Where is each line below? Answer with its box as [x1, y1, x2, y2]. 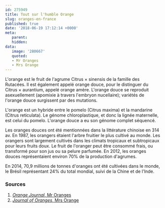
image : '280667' [11, 49, 45, 54]
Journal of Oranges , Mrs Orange [12, 197, 79, 204]
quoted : [11, 53, 28, 59]
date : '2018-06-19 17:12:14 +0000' [5, 26, 79, 31]
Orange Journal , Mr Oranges [12, 192, 72, 198]
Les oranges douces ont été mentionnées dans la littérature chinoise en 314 [5, 127, 160, 133]
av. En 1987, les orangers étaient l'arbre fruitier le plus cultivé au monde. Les [5, 133, 161, 139]
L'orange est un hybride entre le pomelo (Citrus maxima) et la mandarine [5, 107, 153, 113]
